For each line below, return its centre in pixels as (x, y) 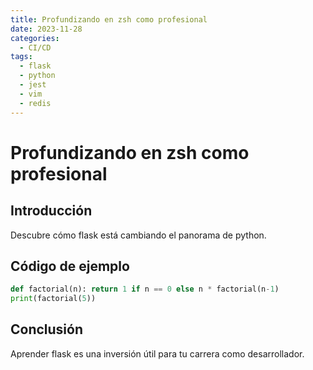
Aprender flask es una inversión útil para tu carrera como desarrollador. (157, 353)
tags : (21, 57)
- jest (33, 85)
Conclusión (47, 329)
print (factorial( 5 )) (53, 299)
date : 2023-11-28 (46, 29)
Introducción (51, 211)
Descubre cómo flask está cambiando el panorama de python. (138, 235)
